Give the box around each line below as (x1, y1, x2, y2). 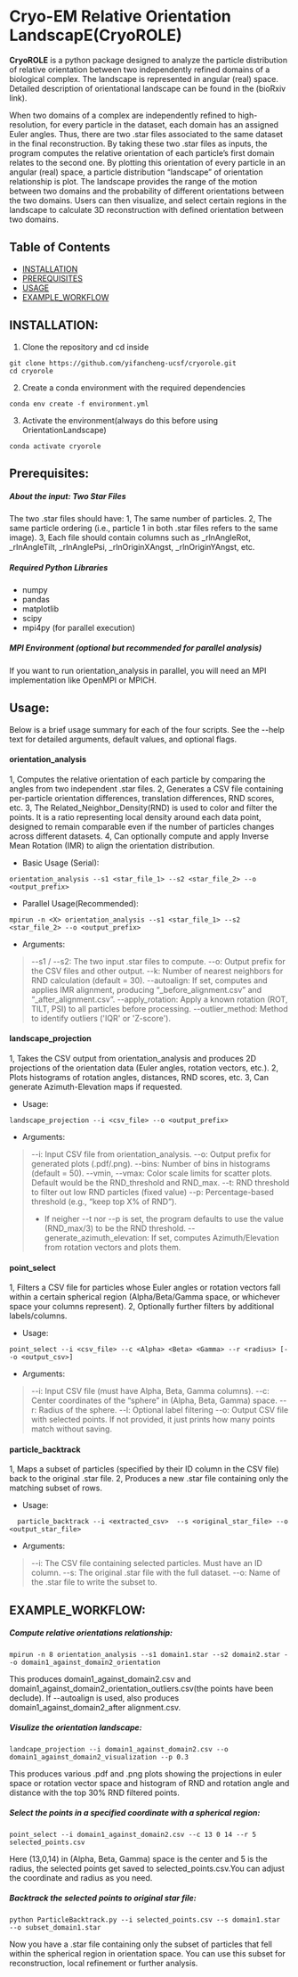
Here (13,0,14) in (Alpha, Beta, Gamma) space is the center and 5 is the (9, 1853, 269, 1864)
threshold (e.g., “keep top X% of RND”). (30, 1196, 177, 1207)
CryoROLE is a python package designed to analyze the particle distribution (9, 54, 288, 65)
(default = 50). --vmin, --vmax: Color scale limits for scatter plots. (30, 1168, 273, 1178)
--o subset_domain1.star (9, 1923, 101, 1932)
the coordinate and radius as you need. (9, 1872, 153, 1883)
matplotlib (21, 603, 60, 614)
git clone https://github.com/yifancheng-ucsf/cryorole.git (9, 358, 238, 367)
